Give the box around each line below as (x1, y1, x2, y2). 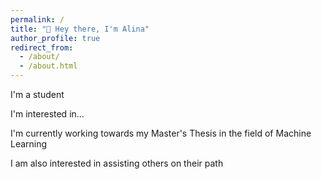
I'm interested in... (10, 108, 85, 120)
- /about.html (19, 61, 78, 71)
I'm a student (10, 89, 65, 100)
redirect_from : (10, 42, 74, 53)
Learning (10, 138, 48, 150)
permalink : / (10, 14, 65, 25)
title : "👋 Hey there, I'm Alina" (10, 24, 150, 34)
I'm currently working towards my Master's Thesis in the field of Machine (10, 127, 312, 139)
